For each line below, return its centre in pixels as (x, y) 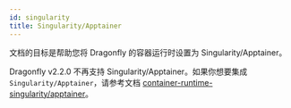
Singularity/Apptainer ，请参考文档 (75, 82)
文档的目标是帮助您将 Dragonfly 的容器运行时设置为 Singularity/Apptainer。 (148, 52)
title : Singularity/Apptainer (66, 26)
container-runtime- (178, 82)
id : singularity (39, 17)
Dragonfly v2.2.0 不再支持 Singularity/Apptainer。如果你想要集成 (128, 71)
